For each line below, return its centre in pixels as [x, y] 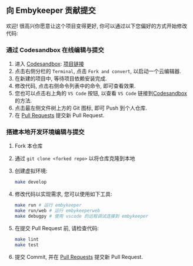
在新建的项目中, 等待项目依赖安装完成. [61, 79]
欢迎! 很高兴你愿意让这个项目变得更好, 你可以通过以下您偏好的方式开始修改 [96, 26]
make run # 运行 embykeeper [48, 205]
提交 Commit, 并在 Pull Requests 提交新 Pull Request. [79, 257]
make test [27, 245]
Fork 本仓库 [29, 146]
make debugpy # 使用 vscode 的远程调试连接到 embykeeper [81, 217]
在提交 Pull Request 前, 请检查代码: [56, 228]
